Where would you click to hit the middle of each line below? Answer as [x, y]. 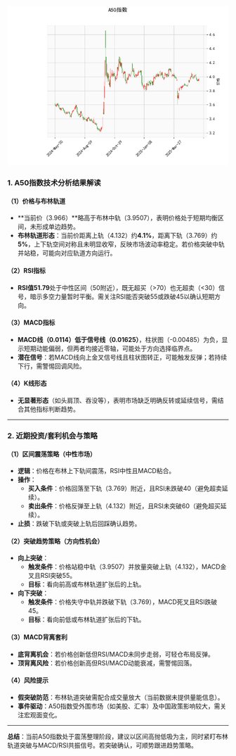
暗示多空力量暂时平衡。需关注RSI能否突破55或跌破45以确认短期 [122, 296]
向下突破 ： [33, 593]
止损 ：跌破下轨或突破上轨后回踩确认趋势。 [79, 524]
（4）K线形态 [27, 384]
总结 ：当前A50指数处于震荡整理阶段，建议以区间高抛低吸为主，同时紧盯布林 [118, 736]
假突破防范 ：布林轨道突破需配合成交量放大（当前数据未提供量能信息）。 [120, 697]
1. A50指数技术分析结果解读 [54, 183]
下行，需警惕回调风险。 [51, 366]
